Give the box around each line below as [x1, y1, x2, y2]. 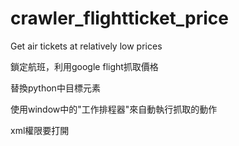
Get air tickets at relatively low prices [10, 40, 163, 52]
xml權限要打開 [10, 124, 70, 136]
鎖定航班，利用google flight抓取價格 [10, 60, 159, 72]
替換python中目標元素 [10, 82, 101, 94]
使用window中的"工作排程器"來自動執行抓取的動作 [10, 103, 218, 115]
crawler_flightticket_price [10, 7, 230, 30]
